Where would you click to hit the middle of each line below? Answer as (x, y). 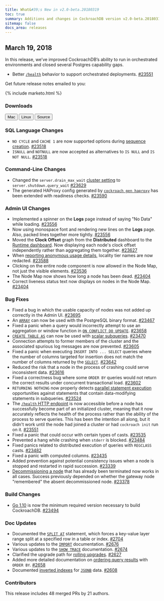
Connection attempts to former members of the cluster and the (75, 341)
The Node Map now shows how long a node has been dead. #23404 (81, 276)
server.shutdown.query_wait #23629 (49, 185)
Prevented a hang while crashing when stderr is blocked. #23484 (79, 440)
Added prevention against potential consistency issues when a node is (83, 461)
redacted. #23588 (30, 261)
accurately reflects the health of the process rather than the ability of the (85, 414)
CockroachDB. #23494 (35, 510)
